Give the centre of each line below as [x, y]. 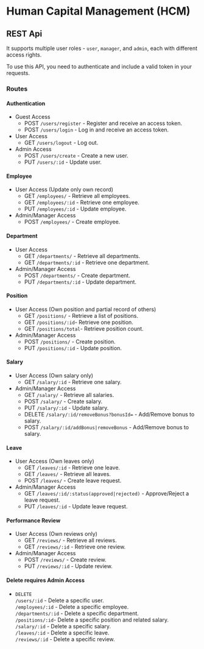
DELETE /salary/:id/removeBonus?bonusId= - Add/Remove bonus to [109, 414]
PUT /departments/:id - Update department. [80, 282]
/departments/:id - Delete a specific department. [77, 613]
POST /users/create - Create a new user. [76, 156]
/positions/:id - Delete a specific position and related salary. [92, 620]
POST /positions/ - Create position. [70, 342]
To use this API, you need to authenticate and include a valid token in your [99, 66]
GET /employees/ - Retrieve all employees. [77, 196]
